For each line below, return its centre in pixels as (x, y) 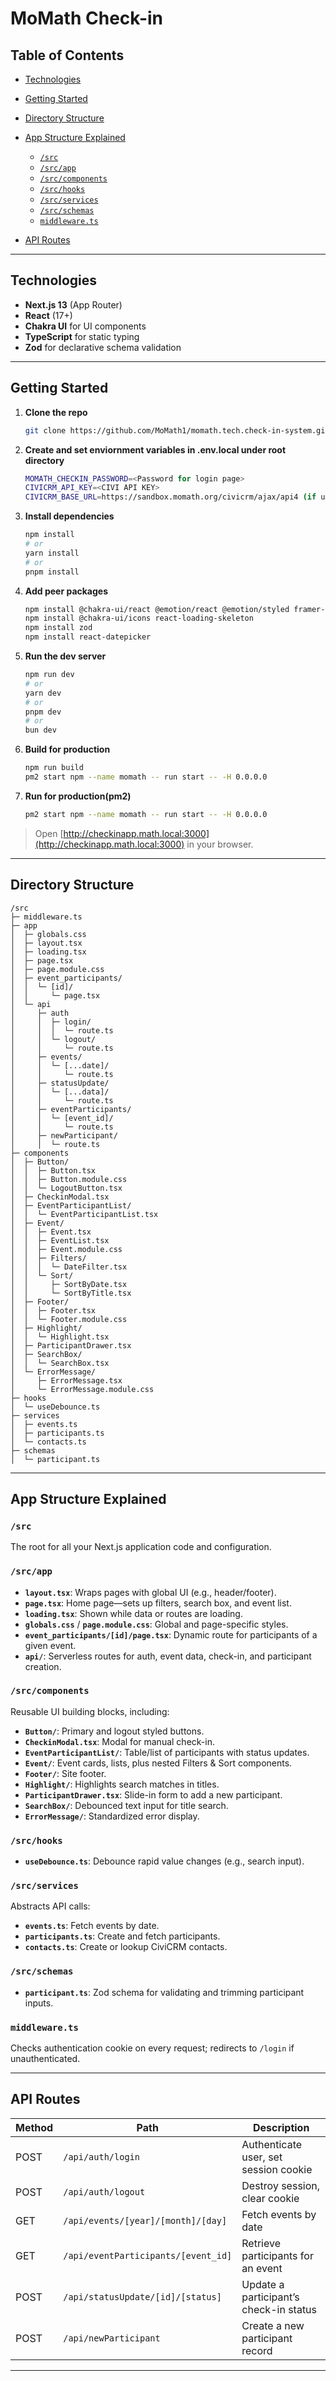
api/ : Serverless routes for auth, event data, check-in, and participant (168, 1656)
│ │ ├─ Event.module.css (66, 1249)
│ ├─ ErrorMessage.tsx (66, 1380)
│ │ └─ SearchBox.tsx (60, 1363)
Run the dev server (65, 656)
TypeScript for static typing (82, 336)
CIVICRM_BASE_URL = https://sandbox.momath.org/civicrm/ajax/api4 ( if (170, 497)
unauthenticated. (45, 2059)
